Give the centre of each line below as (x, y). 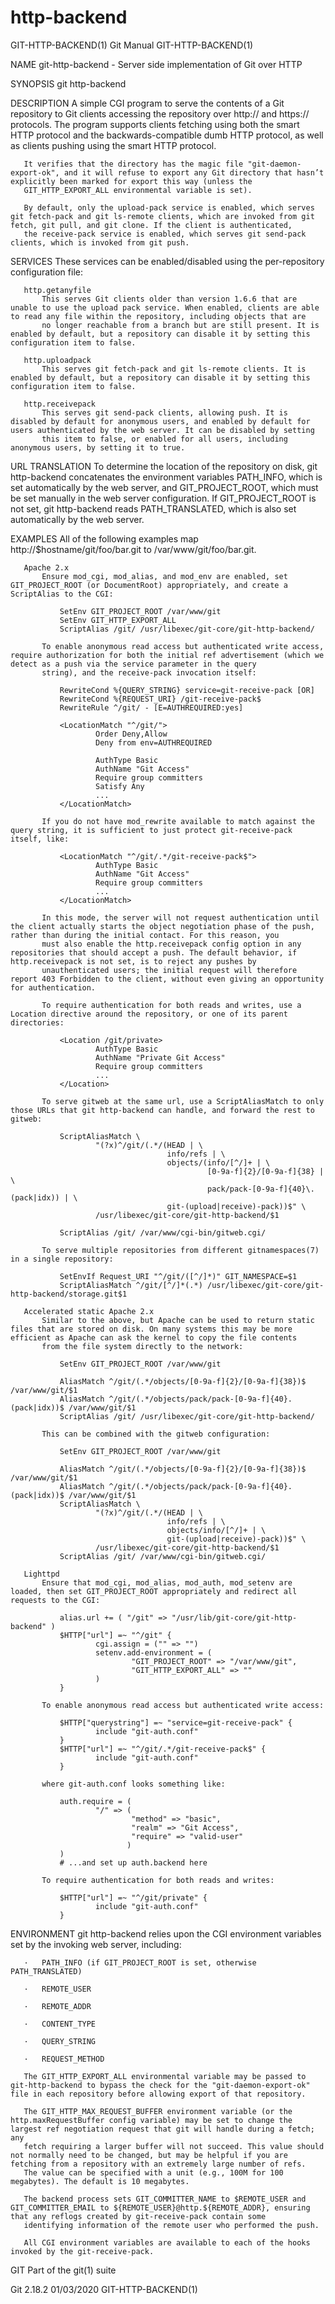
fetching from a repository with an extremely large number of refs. (158, 2164)
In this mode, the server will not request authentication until (180, 917)
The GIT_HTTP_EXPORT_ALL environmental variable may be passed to (165, 2076)
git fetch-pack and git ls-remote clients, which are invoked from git (162, 216)
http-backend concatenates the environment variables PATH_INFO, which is (166, 477)
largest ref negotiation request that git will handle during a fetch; (162, 2129)
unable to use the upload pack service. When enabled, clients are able (165, 307)
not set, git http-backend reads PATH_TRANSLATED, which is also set (153, 508)
